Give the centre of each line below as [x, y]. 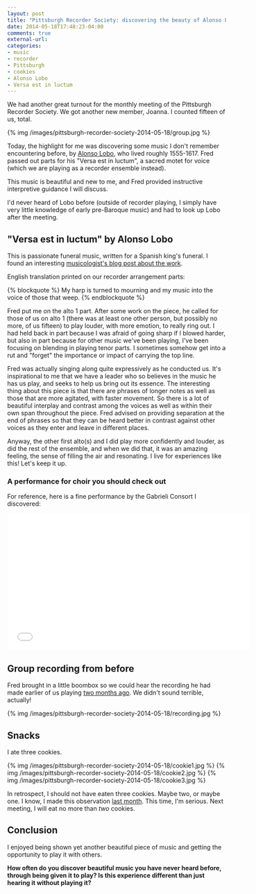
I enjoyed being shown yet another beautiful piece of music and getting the [114, 847]
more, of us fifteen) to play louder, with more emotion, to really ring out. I [111, 326]
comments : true [29, 33]
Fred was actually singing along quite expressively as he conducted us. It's [114, 369]
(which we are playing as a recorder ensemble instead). [87, 168]
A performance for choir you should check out [87, 481]
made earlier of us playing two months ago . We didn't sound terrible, [105, 693]
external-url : [28, 40]
